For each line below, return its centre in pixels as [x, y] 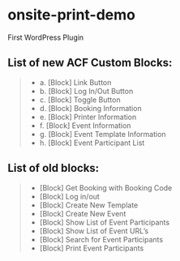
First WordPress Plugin [46, 37]
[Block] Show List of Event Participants [105, 222]
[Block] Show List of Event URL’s [94, 231]
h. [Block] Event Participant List [92, 143]
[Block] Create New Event [83, 213]
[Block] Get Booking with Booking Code [106, 187]
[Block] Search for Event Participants [101, 239]
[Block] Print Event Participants [92, 248]
